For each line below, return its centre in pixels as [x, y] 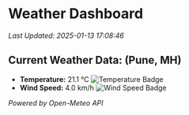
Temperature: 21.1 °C [54, 79]
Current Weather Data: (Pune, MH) [95, 60]
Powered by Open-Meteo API [56, 102]
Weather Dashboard [76, 14]
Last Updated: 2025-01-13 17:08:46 [66, 35]
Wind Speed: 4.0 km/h [57, 87]
